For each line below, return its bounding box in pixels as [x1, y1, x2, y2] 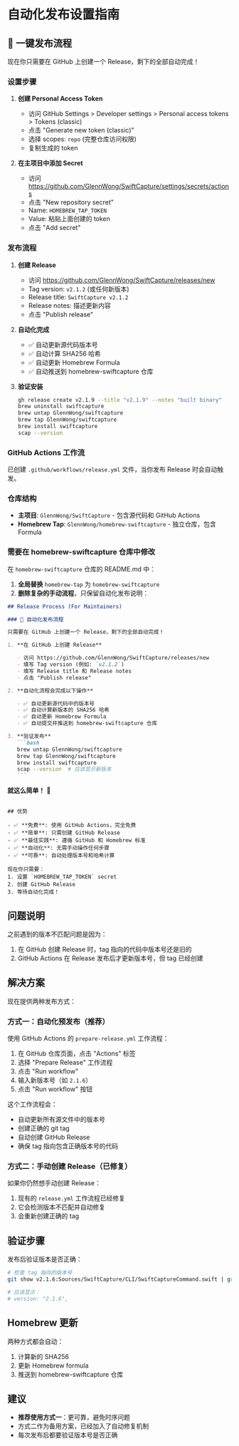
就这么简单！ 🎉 [7, 786, 51, 795]
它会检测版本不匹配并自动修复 [17, 1203, 105, 1212]
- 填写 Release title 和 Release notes [16, 667, 132, 675]
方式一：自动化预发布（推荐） [7, 1016, 110, 1026]
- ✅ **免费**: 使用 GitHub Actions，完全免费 [7, 822, 137, 829]
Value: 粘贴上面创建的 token [28, 214, 110, 223]
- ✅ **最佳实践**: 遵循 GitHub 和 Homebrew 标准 [7, 837, 146, 844]
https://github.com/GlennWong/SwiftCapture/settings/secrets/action [28, 182, 230, 191]
